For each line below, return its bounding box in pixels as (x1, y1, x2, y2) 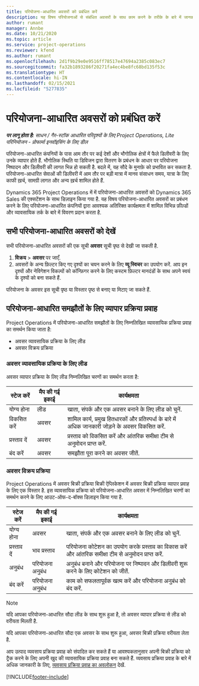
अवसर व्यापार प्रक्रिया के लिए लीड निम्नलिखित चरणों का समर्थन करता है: (6, 373, 139, 380)
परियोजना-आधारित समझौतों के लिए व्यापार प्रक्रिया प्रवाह (6, 304, 158, 314)
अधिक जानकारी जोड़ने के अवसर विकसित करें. (67, 422, 166, 431)
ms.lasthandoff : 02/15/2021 (6, 81, 76, 87)
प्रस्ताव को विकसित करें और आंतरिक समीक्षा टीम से (67, 432, 174, 440)
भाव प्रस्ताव (32, 546, 55, 555)
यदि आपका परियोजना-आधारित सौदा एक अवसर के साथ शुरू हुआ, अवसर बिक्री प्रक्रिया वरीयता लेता (6, 630, 190, 637)
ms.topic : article (6, 36, 52, 42)
